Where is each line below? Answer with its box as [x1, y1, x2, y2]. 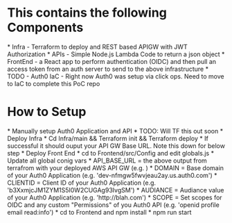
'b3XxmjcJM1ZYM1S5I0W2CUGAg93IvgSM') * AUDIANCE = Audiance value [7, 185, 224, 194]
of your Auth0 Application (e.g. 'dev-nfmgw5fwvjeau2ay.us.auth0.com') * [7, 171, 217, 179]
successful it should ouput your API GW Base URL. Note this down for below [7, 141, 225, 150]
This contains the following [7, 5, 168, 21]
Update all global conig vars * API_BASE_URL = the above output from [7, 156, 208, 165]
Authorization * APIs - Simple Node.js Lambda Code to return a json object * [7, 50, 225, 58]
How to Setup [7, 104, 87, 119]
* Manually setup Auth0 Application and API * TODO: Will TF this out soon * [7, 126, 224, 135]
